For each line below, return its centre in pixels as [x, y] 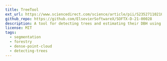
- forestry [21, 42]
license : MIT [19, 28]
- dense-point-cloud [31, 46]
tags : [11, 32]
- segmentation [25, 37]
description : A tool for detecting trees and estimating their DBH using [83, 23]
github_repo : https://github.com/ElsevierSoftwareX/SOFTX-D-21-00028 [79, 19]
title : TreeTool [22, 10]
